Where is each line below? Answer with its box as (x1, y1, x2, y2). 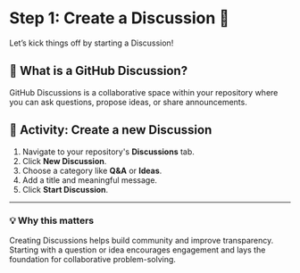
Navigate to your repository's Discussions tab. (21, 146, 195, 157)
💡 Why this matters (9, 214, 95, 227)
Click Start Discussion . (21, 184, 109, 194)
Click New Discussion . (21, 155, 107, 166)
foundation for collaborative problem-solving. (9, 253, 177, 264)
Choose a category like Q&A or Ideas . (21, 165, 162, 176)
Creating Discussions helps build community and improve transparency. (9, 235, 274, 245)
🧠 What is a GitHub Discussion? (9, 63, 188, 79)
